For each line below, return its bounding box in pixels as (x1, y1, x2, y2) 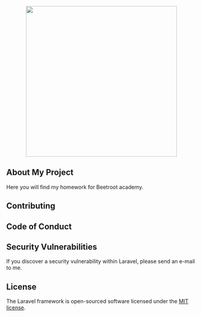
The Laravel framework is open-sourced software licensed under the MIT (6, 298, 189, 305)
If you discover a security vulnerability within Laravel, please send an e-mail (6, 258, 195, 265)
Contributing (6, 201, 56, 211)
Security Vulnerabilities (6, 242, 98, 252)
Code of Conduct (6, 221, 72, 231)
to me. (6, 264, 22, 271)
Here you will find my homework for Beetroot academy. (6, 183, 144, 190)
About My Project (6, 168, 74, 178)
